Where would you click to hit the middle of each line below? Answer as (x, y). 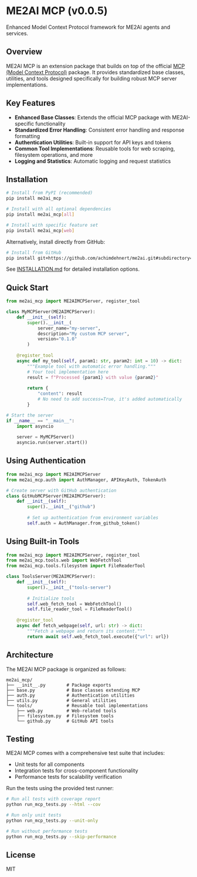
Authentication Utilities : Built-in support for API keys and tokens (93, 142)
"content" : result (60, 394)
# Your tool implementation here (68, 372)
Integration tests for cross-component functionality (77, 771)
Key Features (31, 103)
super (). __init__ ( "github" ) (61, 507)
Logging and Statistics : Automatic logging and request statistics (93, 161)
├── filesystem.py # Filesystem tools (65, 716)
